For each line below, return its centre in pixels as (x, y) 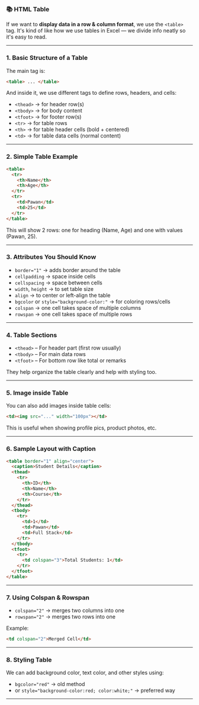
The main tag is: (26, 70)
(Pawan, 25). (22, 236)
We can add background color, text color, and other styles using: (85, 673)
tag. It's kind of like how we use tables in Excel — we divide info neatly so (96, 31)
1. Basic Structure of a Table (47, 58)
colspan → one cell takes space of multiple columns (78, 307)
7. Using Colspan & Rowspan (48, 597)
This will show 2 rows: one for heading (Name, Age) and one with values (94, 230)
